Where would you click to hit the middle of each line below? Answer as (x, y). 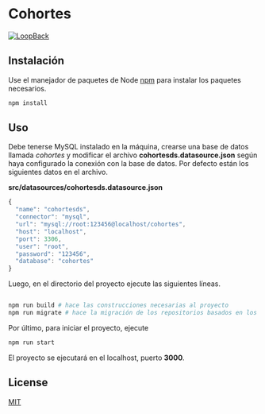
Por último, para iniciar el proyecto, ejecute (79, 327)
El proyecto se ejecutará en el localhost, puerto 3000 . (96, 358)
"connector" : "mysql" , (53, 217)
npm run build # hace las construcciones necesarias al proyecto (118, 306)
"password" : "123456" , (53, 254)
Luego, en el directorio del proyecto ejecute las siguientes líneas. (114, 284)
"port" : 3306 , (38, 239)
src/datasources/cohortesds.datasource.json (86, 188)
